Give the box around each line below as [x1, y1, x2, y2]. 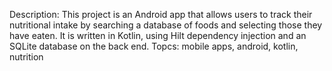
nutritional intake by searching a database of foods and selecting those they [9, 19, 323, 31]
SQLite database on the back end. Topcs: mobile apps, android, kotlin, [9, 40, 299, 52]
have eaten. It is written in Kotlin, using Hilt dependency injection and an [9, 30, 307, 41]
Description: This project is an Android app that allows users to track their [9, 9, 313, 20]
